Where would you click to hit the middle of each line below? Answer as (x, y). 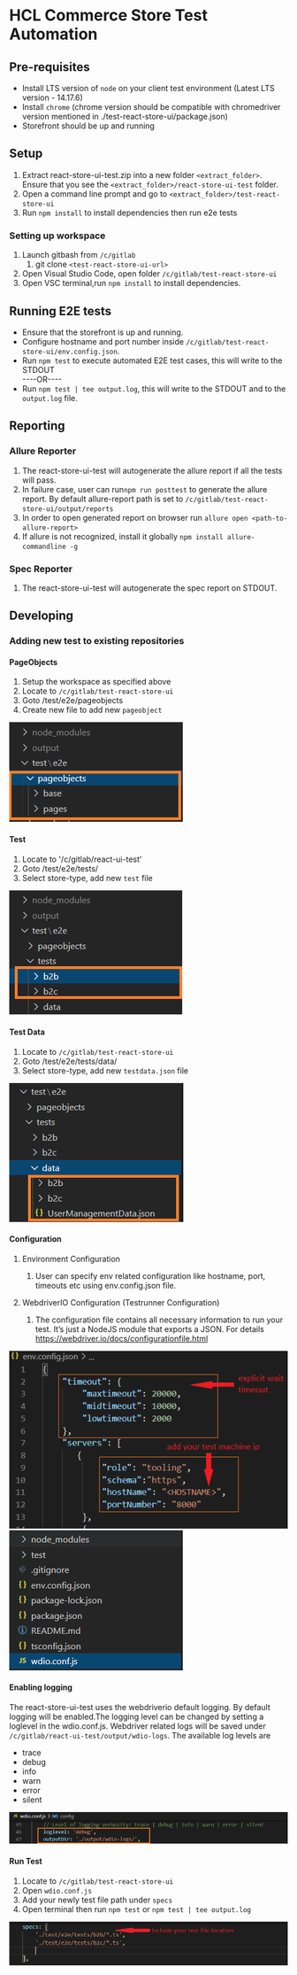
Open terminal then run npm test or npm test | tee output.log (137, 1909)
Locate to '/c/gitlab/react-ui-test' (82, 859)
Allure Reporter (43, 451)
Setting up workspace (57, 236)
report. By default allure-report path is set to (103, 499)
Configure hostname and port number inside (103, 341)
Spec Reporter (41, 569)
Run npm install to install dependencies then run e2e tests (129, 213)
